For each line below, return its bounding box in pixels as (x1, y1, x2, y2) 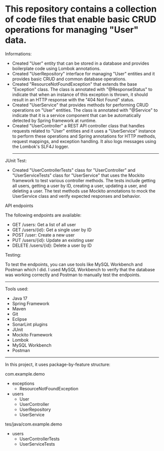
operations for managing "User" (5, 24, 139, 35)
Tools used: (5, 285, 28, 292)
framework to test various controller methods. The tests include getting (12, 177, 156, 183)
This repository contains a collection (5, 3, 157, 15)
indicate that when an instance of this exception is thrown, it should (12, 92, 148, 97)
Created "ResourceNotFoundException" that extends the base (12, 81, 138, 87)
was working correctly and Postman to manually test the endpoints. (5, 272, 141, 278)
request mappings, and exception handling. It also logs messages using (12, 138, 156, 144)
